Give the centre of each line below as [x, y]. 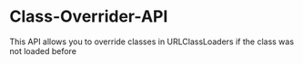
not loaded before [43, 50]
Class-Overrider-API [89, 17]
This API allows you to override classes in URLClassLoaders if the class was [151, 41]
